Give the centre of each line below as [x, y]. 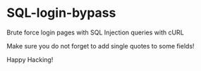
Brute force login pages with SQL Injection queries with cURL [95, 32]
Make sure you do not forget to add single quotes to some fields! [100, 46]
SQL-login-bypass [61, 13]
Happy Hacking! [30, 59]
